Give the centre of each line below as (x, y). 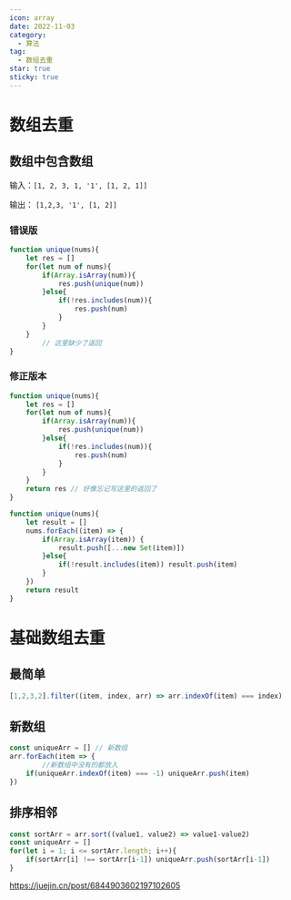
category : (28, 35)
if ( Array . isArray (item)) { (93, 539)
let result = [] (57, 522)
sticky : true (34, 77)
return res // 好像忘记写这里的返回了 (91, 489)
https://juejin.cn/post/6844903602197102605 (95, 885)
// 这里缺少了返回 (72, 343)
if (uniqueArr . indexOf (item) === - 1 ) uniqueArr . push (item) (138, 774)
